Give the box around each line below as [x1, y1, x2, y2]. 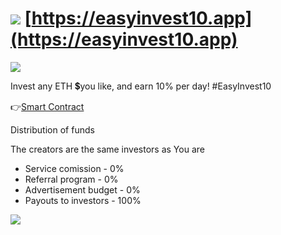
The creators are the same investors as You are [10, 143, 205, 155]
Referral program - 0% [24, 173, 119, 185]
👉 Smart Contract [10, 100, 85, 112]
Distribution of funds [10, 123, 95, 136]
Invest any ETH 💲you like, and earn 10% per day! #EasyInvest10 [10, 80, 272, 92]
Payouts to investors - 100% [24, 194, 142, 206]
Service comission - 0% [24, 162, 125, 174]
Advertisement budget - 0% [24, 183, 141, 196]
